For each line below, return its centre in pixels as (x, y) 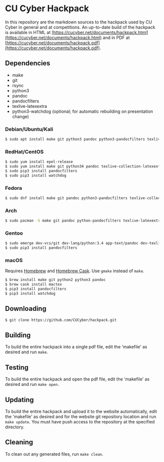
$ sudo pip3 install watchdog (36, 175)
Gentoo (14, 233)
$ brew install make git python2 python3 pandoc (55, 280)
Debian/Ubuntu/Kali (29, 129)
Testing (17, 367)
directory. (15, 427)
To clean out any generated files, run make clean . (54, 454)
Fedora (14, 188)
